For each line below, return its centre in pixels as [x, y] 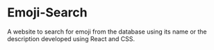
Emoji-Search [48, 13]
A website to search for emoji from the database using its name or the [107, 32]
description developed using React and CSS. [71, 38]
